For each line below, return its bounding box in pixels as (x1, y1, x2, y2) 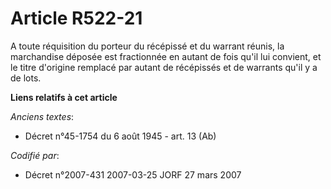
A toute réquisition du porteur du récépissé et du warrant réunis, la (10, 40, 285, 52)
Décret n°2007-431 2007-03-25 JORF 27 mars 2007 (24, 168, 242, 181)
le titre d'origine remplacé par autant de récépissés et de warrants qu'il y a (10, 61, 318, 73)
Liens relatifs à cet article (10, 91, 118, 103)
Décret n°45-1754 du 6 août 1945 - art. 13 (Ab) (24, 130, 217, 142)
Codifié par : (10, 149, 60, 161)
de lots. (10, 72, 42, 84)
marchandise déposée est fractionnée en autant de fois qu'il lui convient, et (10, 50, 322, 62)
